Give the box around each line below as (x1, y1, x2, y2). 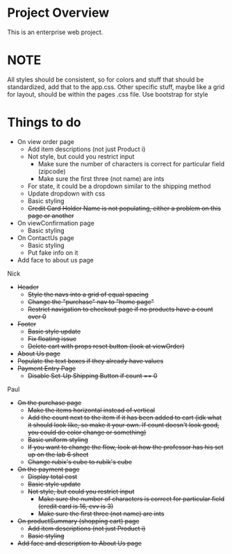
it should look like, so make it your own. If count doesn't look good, (27, 420, 219, 429)
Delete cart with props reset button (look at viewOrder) (27, 342, 185, 350)
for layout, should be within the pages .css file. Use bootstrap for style (7, 90, 208, 98)
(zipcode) (38, 167, 66, 175)
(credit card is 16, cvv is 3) (38, 502, 114, 510)
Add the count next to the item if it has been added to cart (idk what (27, 413, 222, 422)
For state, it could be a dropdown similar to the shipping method (27, 182, 211, 190)
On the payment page (17, 465, 80, 473)
